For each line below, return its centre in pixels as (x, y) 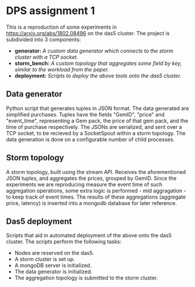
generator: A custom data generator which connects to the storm (94, 50)
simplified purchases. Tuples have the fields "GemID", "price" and (85, 114)
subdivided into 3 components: (43, 39)
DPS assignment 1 (51, 11)
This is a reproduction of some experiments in (61, 27)
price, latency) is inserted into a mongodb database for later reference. (92, 203)
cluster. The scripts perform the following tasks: (64, 242)
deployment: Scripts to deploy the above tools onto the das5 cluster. (98, 76)
